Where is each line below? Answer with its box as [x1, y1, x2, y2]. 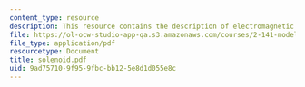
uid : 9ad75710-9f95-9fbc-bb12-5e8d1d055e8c [9, 64, 177, 73]
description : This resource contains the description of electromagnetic [9, 22, 295, 31]
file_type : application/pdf [9, 38, 116, 48]
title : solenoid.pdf [9, 55, 88, 64]
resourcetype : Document [9, 47, 100, 56]
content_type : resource [9, 13, 100, 23]
